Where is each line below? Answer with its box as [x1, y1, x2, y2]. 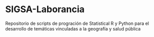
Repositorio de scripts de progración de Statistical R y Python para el [5, 20, 149, 26]
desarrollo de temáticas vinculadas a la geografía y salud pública [5, 25, 141, 31]
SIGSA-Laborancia [5, 4, 85, 15]
